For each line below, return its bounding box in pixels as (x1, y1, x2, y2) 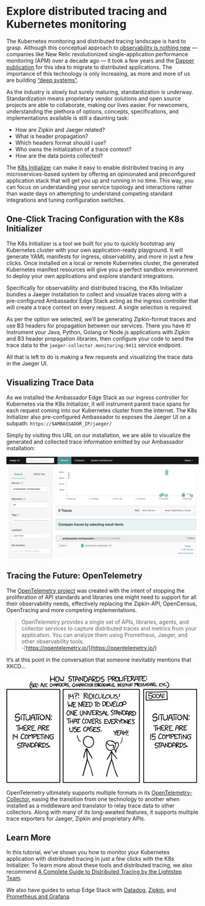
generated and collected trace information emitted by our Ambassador (6, 438, 184, 445)
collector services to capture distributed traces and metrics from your (21, 624, 197, 632)
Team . (6, 875, 23, 882)
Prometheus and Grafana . (6, 893, 71, 901)
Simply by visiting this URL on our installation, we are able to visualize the (6, 431, 191, 439)
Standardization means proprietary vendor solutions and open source (6, 95, 181, 102)
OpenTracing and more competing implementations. (6, 606, 137, 613)
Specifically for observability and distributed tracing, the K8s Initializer (6, 284, 183, 291)
